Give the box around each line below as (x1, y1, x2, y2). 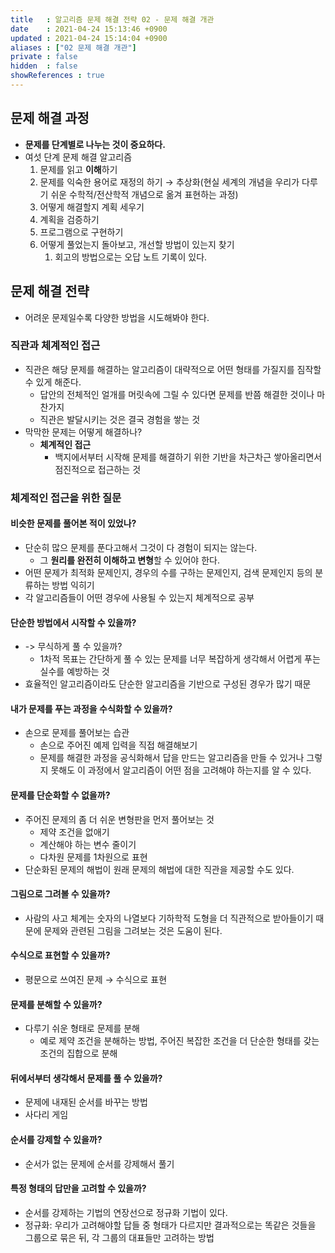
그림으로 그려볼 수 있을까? (10, 888, 111, 900)
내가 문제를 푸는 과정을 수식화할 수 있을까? (10, 702, 173, 715)
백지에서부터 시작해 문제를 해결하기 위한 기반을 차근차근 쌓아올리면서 (54, 451, 323, 463)
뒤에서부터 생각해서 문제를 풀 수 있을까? (10, 1072, 163, 1084)
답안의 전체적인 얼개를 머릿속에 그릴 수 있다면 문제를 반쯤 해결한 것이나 (39, 388, 315, 400)
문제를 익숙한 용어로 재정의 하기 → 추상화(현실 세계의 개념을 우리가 (39, 176, 300, 188)
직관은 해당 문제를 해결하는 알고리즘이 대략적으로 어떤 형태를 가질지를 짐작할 (24, 363, 322, 375)
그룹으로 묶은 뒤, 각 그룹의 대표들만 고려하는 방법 (24, 1231, 215, 1243)
